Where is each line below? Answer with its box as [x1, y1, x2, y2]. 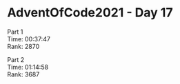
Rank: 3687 [7, 70, 40, 78]
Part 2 [7, 55, 25, 63]
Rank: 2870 [7, 42, 40, 50]
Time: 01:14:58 [7, 63, 49, 71]
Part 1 [7, 28, 23, 36]
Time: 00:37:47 [7, 34, 50, 43]
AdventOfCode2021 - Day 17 [7, 5, 174, 21]
